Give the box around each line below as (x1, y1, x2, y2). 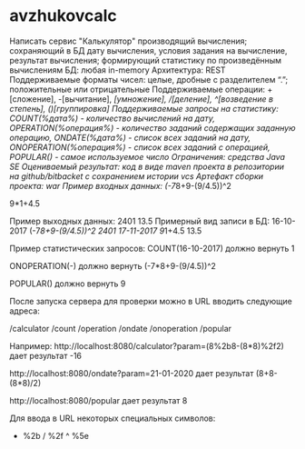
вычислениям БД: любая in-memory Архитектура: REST (9, 65, 226, 75)
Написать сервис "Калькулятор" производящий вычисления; (9, 35, 248, 46)
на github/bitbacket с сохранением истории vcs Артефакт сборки (9, 170, 264, 182)
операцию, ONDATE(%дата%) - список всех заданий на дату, (9, 132, 251, 143)
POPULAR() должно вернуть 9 (9, 278, 126, 289)
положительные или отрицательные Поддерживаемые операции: (9, 84, 266, 95)
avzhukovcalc (9, 5, 118, 26)
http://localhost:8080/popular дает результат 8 (9, 394, 188, 405)
